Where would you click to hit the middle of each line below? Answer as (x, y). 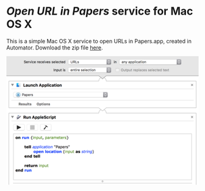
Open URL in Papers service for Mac (100, 11)
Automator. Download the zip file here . (55, 48)
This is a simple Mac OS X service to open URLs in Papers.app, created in (99, 41)
